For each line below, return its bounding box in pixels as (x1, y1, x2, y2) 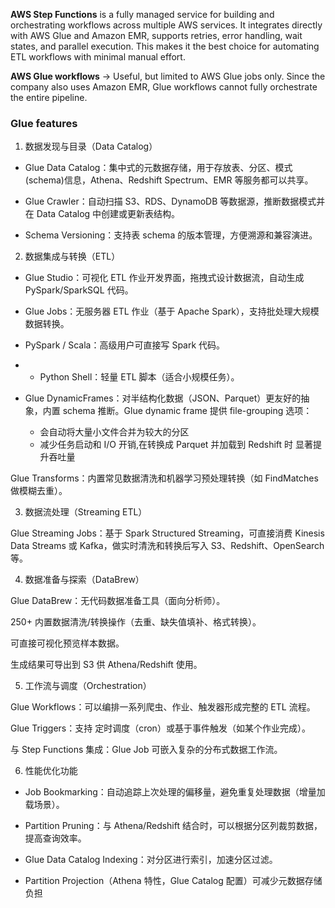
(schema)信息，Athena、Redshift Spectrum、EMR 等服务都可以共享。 (24, 174, 314, 186)
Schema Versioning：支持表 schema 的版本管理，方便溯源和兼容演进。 (24, 229, 318, 241)
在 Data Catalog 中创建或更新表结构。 (24, 208, 181, 220)
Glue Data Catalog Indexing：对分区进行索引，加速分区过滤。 (24, 854, 278, 866)
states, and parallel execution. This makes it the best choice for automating (10, 40, 320, 52)
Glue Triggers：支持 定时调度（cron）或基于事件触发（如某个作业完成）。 (10, 722, 311, 734)
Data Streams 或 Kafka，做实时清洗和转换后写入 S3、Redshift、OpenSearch (10, 540, 325, 552)
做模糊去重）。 (10, 485, 68, 497)
